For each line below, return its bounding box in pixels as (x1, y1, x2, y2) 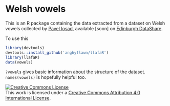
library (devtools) (5, 45, 45, 50)
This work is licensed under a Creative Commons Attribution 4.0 (5, 90, 141, 96)
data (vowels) (5, 59, 33, 65)
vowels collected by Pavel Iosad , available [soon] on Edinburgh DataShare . (5, 25, 163, 31)
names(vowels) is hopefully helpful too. (5, 74, 86, 80)
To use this (5, 35, 29, 41)
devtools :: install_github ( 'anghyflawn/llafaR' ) (5, 50, 109, 55)
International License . (5, 95, 51, 101)
